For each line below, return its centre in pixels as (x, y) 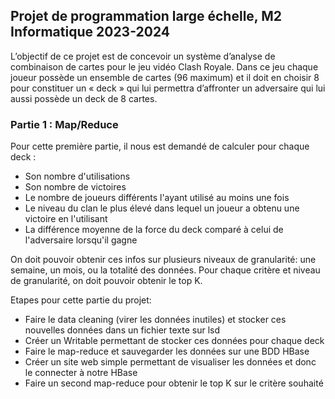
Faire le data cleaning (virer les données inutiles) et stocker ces (155, 320)
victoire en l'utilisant (66, 219)
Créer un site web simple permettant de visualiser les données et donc (170, 362)
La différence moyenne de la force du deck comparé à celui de (154, 230)
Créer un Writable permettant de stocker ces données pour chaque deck (174, 341)
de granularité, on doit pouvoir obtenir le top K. (106, 281)
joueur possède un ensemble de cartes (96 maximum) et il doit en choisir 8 (165, 77)
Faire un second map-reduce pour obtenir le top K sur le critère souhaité (174, 383)
